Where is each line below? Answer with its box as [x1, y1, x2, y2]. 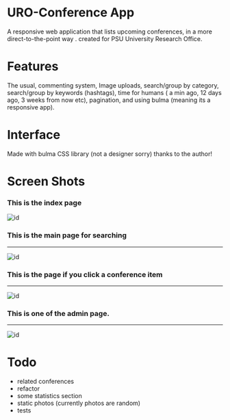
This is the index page [7, 198, 82, 207]
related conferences [16, 378, 74, 386]
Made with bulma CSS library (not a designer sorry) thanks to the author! [7, 149, 212, 158]
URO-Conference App [7, 5, 135, 21]
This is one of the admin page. [7, 309, 110, 318]
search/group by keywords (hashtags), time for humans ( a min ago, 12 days [7, 88, 222, 96]
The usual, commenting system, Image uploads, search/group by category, [7, 81, 219, 90]
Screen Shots [7, 174, 86, 189]
